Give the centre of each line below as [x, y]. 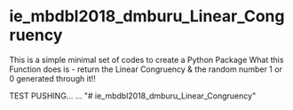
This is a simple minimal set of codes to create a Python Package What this [146, 59]
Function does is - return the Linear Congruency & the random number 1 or [146, 69]
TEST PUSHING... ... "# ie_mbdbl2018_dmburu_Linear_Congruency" [133, 96]
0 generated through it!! [52, 78]
